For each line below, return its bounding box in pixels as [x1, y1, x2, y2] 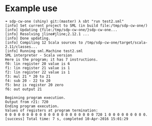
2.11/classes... [5, 44, 38, 49]
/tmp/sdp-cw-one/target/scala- [84, 40, 148, 45]
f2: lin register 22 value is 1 [5, 70, 70, 75]
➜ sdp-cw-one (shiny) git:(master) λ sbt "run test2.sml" [5, 19, 124, 24]
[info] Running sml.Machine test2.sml [5, 48, 83, 53]
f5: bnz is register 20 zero [5, 82, 64, 87]
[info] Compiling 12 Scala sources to [5, 40, 83, 45]
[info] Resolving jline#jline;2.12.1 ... [5, 31, 90, 36]
